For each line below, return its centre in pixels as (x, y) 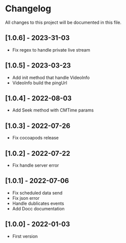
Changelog (28, 9)
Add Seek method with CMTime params (53, 110)
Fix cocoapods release (35, 138)
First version (25, 236)
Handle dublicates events (38, 203)
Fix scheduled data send (37, 193)
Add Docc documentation (39, 208)
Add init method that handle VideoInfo (51, 77)
